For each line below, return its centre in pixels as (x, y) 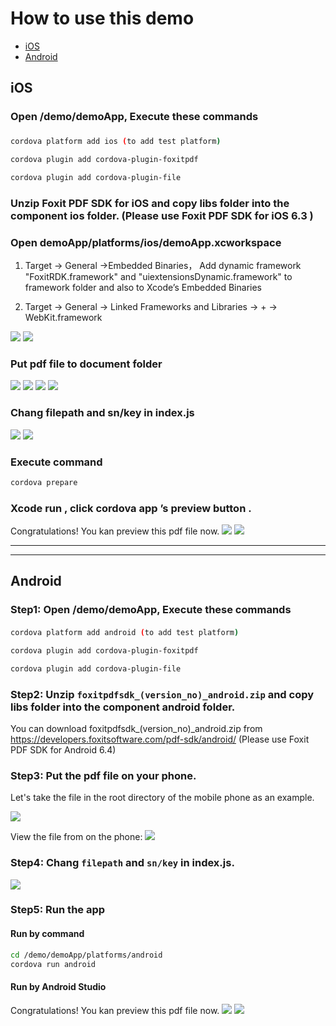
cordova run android (53, 964)
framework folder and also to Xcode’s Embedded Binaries (143, 288)
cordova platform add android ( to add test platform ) (125, 632)
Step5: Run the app (58, 910)
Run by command (47, 934)
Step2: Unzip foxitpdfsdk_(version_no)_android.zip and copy (162, 694)
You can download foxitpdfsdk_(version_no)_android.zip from (136, 728)
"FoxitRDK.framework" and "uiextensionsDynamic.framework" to (158, 277)
